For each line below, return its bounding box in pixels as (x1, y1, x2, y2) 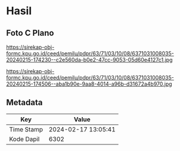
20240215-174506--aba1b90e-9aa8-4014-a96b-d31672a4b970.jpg (6, 80, 172, 87)
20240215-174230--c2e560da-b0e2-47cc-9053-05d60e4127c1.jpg (6, 56, 173, 63)
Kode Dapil (9, 135, 40, 143)
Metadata (6, 97, 43, 108)
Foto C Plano (6, 28, 54, 38)
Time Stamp (9, 125, 44, 133)
